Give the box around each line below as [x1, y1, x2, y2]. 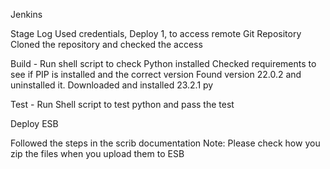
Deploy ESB [10, 118, 59, 129]
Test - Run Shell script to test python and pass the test [10, 99, 235, 110]
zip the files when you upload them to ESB [10, 148, 185, 159]
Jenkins [10, 9, 43, 20]
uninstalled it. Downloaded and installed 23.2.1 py [10, 79, 214, 91]
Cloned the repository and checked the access [10, 39, 203, 50]
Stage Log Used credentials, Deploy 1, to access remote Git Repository [10, 28, 302, 39]
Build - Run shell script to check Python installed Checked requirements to [10, 58, 317, 69]
